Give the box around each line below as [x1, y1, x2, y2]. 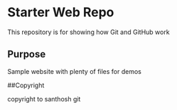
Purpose [7, 48, 46, 60]
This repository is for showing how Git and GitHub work [7, 28, 170, 36]
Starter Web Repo [7, 4, 114, 21]
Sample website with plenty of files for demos [7, 67, 142, 75]
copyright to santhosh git [7, 94, 81, 103]
